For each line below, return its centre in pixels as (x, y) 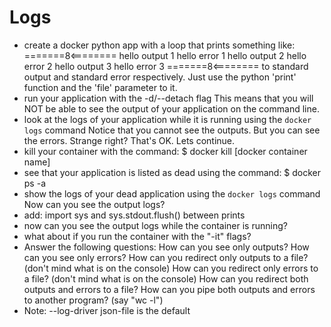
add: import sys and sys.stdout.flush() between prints (134, 215)
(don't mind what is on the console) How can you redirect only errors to (171, 268)
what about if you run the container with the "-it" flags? (137, 236)
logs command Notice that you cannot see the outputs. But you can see (172, 130)
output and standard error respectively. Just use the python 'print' (160, 77)
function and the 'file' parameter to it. (100, 87)
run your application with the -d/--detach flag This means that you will (168, 98)
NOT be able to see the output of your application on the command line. (171, 108)
